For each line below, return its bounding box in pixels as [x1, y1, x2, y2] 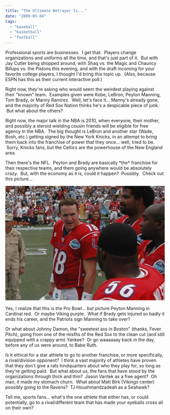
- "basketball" [10, 29, 42, 35]
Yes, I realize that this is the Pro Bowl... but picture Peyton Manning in [5, 306, 150, 312]
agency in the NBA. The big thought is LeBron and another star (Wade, [5, 128, 153, 134]
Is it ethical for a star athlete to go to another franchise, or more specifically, [5, 352, 163, 358]
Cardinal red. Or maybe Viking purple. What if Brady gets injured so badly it [5, 311, 165, 317]
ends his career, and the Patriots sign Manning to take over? [5, 316, 131, 322]
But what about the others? [6, 108, 63, 114]
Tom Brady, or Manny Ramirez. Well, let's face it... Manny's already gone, [5, 97, 159, 103]
